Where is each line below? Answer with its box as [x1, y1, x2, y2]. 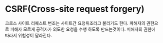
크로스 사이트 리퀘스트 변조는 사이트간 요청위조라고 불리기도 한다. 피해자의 [5, 20, 145, 26]
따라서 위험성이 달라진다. [5, 32, 52, 38]
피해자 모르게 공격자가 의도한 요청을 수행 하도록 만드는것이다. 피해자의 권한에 [10, 26, 156, 32]
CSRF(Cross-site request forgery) [5, 3, 145, 15]
